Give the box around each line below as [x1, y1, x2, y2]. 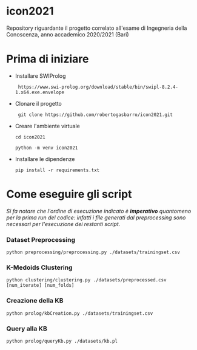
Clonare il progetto [15, 100, 62, 107]
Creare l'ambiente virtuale [15, 122, 81, 129]
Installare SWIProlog [15, 72, 66, 80]
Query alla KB [6, 324, 47, 332]
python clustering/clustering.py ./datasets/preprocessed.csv [6, 277, 167, 283]
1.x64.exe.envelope [15, 89, 65, 95]
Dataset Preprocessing [6, 235, 76, 244]
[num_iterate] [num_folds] [6, 283, 75, 289]
